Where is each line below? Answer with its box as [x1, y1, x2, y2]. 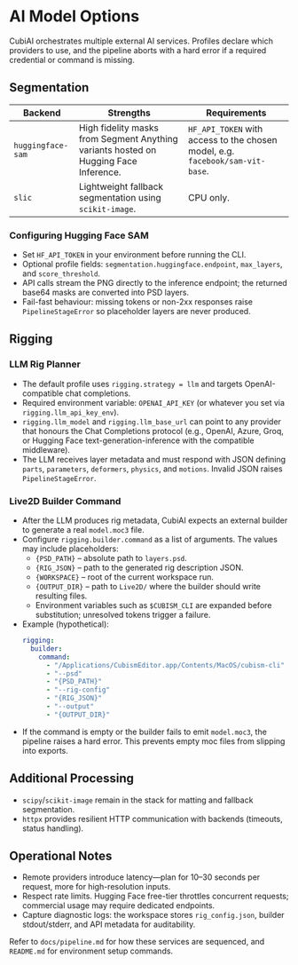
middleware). [21, 444, 71, 455]
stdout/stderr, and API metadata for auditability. [21, 919, 196, 929]
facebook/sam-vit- [187, 155, 266, 166]
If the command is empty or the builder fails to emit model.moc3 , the [21, 726, 268, 737]
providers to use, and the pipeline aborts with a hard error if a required [9, 44, 267, 55]
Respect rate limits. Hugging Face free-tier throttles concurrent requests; [21, 890, 289, 902]
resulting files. [35, 590, 88, 601]
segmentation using [78, 191, 161, 203]
